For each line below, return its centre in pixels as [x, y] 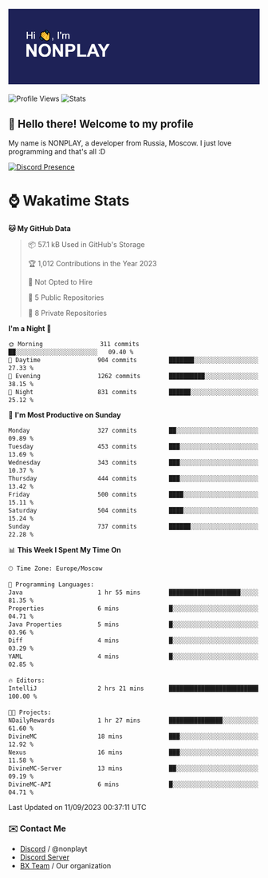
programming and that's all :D [57, 152]
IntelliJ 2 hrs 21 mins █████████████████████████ [134, 688]
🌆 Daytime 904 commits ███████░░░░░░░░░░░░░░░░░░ [134, 360]
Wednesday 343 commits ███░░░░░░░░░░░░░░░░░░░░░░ [134, 462]
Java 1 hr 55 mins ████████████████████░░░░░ [134, 593]
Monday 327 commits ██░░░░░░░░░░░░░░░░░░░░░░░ [134, 430]
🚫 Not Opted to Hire [60, 281]
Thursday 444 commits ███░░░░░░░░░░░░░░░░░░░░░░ [134, 478]
